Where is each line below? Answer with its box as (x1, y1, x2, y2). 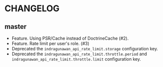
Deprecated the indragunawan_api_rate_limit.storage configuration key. (11, 46, 158, 51)
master (4, 22, 27, 31)
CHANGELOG (4, 3, 60, 14)
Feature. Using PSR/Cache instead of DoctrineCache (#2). (11, 35, 129, 41)
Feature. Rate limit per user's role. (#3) (11, 41, 90, 46)
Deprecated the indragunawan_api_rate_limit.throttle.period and (11, 51, 147, 57)
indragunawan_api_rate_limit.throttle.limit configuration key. (11, 56, 141, 62)
